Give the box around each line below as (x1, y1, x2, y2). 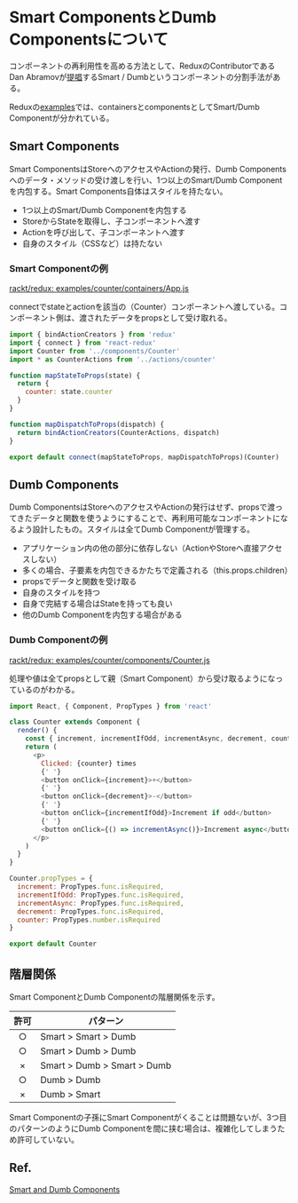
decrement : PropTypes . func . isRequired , (17, 906, 165, 916)
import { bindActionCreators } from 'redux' (9, 330, 176, 339)
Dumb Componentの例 (9, 634, 108, 646)
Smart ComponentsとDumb (9, 7, 217, 28)
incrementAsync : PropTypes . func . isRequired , (17, 898, 184, 907)
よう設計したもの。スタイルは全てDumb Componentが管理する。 (16, 524, 255, 534)
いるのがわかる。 (16, 684, 80, 694)
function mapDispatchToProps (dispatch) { (9, 420, 165, 429)
